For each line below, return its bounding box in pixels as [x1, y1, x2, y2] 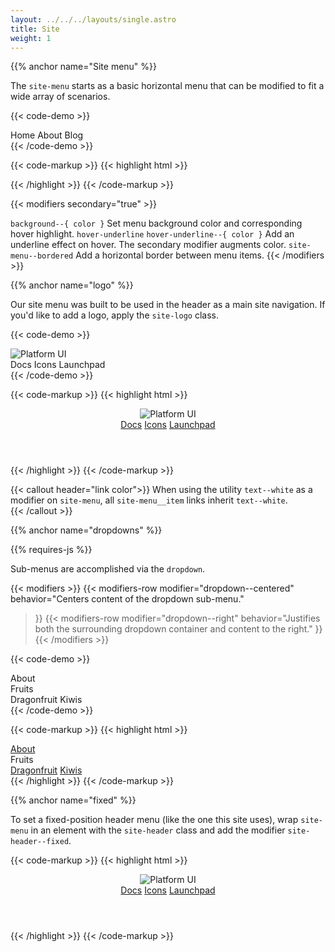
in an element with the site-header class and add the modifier [30, 824, 286, 836]
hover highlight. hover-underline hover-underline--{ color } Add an [10, 228, 295, 240]
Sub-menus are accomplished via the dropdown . [10, 563, 206, 575]
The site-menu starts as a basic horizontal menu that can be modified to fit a [10, 80, 325, 92]
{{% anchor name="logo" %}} [10, 279, 134, 291]
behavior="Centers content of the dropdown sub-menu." [10, 593, 245, 605]
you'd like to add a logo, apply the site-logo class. [10, 309, 219, 321]
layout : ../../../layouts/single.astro [10, 14, 177, 25]
